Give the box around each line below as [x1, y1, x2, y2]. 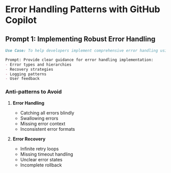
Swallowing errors [20, 115, 59, 121]
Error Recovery [12, 136, 46, 142]
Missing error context [20, 121, 66, 127]
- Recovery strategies [5, 67, 53, 72]
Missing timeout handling [20, 151, 73, 157]
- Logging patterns [5, 71, 47, 77]
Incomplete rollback [20, 162, 62, 168]
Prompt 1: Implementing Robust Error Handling [5, 35, 156, 43]
